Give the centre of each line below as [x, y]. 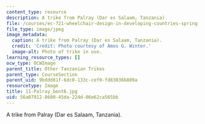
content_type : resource [37, 12]
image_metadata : [27, 35]
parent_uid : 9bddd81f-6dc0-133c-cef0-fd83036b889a [72, 80]
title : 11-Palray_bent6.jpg [42, 92]
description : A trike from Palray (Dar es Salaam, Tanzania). [87, 18]
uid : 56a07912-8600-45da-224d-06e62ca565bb [63, 97]
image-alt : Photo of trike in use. [57, 52]
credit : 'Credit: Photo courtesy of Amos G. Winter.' [81, 46]
